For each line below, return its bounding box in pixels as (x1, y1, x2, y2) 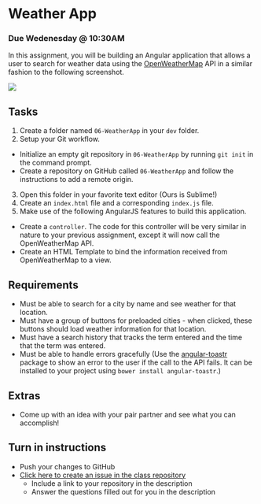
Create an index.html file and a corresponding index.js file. (19, 198, 214, 208)
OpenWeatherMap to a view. (19, 255, 112, 265)
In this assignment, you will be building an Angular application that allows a (8, 50, 251, 60)
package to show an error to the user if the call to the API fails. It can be (19, 358, 253, 367)
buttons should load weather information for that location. (19, 324, 207, 334)
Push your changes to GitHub (19, 461, 116, 471)
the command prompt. (19, 158, 92, 168)
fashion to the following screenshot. (8, 68, 124, 77)
